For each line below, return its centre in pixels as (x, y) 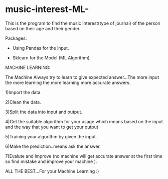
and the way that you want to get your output (52, 127)
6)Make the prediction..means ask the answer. (53, 146)
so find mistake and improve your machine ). (51, 161)
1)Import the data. (23, 92)
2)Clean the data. (23, 102)
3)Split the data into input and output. (44, 112)
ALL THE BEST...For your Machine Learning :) (52, 171)
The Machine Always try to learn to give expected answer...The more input (82, 77)
